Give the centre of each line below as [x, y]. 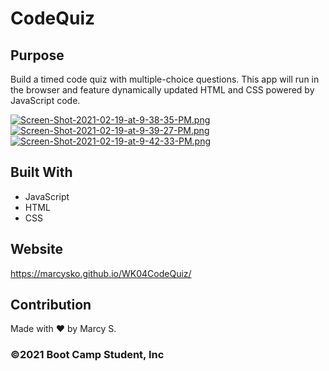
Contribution [51, 305]
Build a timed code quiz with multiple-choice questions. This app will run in [165, 79]
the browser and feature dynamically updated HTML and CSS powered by [162, 90]
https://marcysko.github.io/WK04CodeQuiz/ [101, 273]
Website [36, 249]
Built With [41, 172]
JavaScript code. [45, 100]
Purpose [37, 55]
